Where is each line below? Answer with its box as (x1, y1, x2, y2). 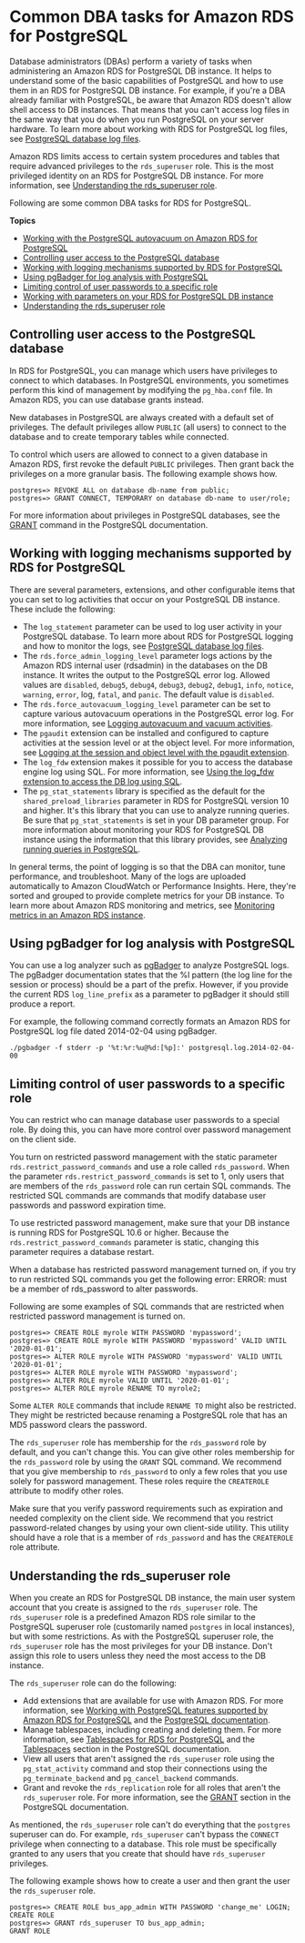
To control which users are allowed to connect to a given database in (9, 449, 269, 460)
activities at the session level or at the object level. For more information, (22, 737, 295, 748)
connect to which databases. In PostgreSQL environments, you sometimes (9, 375, 290, 386)
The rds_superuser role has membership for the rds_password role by (9, 1437, 267, 1448)
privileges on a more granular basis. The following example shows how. (9, 468, 278, 479)
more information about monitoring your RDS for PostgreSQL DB (22, 824, 264, 835)
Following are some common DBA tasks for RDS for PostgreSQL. (9, 197, 252, 208)
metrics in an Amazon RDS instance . (9, 909, 146, 920)
